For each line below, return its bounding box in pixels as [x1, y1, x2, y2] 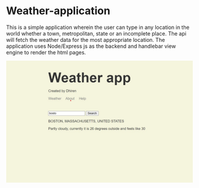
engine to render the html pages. [6, 48, 86, 56]
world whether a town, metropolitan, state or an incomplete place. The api [6, 30, 187, 37]
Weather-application [6, 4, 111, 18]
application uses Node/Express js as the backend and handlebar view [6, 43, 176, 50]
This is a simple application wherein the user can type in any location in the [6, 24, 190, 31]
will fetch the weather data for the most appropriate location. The [6, 36, 165, 43]
